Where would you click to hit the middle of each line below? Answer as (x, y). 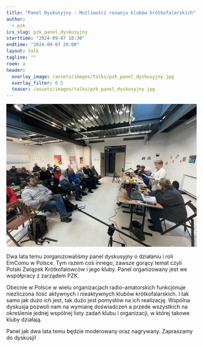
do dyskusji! (21, 337)
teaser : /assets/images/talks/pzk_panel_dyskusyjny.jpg (83, 89)
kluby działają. (24, 319)
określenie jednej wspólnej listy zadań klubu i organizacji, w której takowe (98, 313)
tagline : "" (21, 57)
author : (16, 19)
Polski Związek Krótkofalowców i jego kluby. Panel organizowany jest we (97, 269)
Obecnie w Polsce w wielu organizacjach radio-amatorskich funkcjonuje (96, 287)
